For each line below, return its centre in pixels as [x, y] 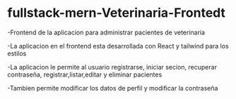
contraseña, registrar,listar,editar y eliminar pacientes [85, 74]
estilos [17, 53]
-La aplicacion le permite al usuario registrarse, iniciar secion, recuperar [112, 67]
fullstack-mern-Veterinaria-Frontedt [117, 13]
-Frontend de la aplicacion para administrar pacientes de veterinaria [106, 32]
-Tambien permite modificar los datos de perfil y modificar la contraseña [113, 88]
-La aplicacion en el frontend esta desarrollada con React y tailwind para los [118, 46]
